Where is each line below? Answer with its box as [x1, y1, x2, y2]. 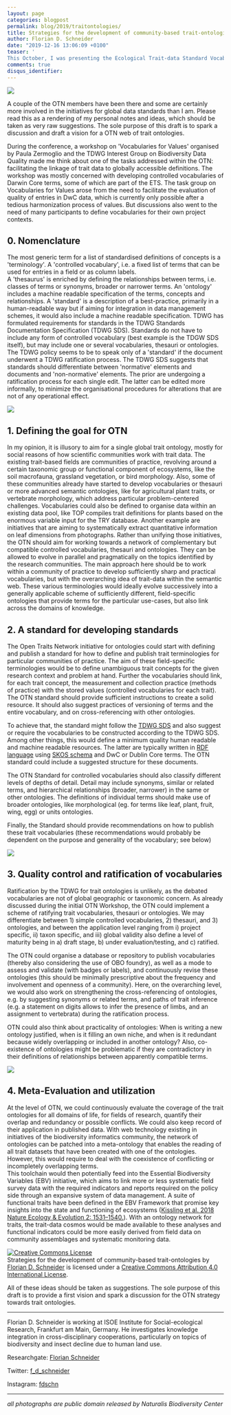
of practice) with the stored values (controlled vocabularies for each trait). [7, 686, 217, 694]
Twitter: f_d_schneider [7, 1366, 70, 1374]
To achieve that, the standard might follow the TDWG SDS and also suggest [7, 721, 221, 729]
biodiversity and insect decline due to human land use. [7, 1339, 162, 1348]
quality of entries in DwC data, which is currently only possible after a [7, 193, 204, 202]
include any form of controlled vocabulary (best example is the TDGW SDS [7, 334, 219, 342]
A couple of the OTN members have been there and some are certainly [7, 99, 208, 107]
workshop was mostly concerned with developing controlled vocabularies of [7, 171, 224, 180]
